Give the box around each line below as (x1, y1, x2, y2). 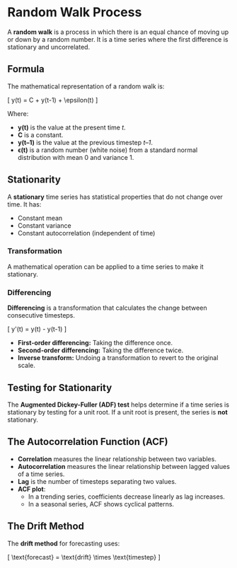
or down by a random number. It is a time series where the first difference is (7, 35, 229, 43)
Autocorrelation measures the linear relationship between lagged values (17, 462, 230, 470)
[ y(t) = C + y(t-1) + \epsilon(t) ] (7, 95, 98, 104)
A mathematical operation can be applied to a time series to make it (7, 262, 204, 271)
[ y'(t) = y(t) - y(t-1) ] (7, 325, 67, 333)
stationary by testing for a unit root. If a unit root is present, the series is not (7, 407, 228, 416)
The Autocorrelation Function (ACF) (7, 436, 168, 448)
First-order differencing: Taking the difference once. (17, 339, 173, 347)
